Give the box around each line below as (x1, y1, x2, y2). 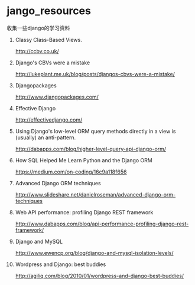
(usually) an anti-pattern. (15, 134, 76, 141)
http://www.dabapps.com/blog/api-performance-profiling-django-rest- (15, 220, 189, 227)
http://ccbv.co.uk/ (15, 47, 59, 54)
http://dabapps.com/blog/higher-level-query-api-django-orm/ (15, 145, 167, 152)
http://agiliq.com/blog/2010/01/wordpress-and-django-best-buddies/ (15, 272, 184, 279)
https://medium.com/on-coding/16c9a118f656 (15, 168, 127, 175)
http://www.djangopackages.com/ (15, 93, 99, 100)
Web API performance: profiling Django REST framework (15, 208, 154, 216)
